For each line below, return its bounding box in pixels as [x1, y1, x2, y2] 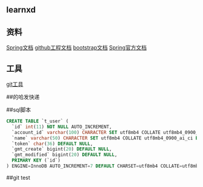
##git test [6, 174, 30, 181]
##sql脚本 [6, 106, 31, 113]
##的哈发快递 [6, 93, 40, 101]
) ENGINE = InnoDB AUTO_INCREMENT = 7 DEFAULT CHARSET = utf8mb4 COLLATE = [6, 163, 182, 170]
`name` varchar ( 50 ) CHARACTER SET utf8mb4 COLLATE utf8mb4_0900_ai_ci [11, 135, 193, 141]
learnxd [6, 5, 36, 15]
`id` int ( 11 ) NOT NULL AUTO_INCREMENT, [11, 124, 112, 130]
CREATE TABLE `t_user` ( [6, 118, 69, 124]
